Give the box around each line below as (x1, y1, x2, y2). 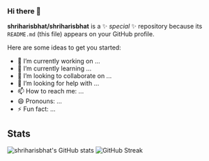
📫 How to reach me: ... (17, 87, 84, 95)
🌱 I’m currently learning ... (17, 64, 92, 72)
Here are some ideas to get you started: (7, 43, 122, 52)
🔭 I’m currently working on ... (17, 57, 100, 66)
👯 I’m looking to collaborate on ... (17, 72, 112, 80)
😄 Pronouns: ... (17, 97, 63, 105)
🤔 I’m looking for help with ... (17, 79, 100, 88)
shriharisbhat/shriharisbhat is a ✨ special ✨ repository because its (7, 22, 203, 31)
